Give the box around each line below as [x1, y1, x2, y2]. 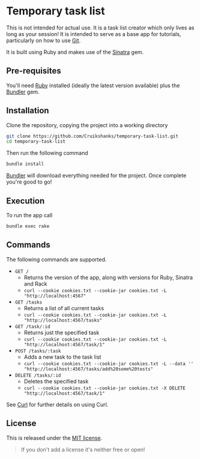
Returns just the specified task [23, 329, 100, 336]
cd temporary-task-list [6, 139, 66, 145]
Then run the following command [6, 149, 88, 157]
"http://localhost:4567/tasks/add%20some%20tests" [23, 366, 154, 372]
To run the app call [6, 212, 53, 218]
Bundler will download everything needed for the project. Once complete [6, 172, 187, 179]
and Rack [23, 280, 47, 287]
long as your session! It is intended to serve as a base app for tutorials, [6, 30, 181, 37]
